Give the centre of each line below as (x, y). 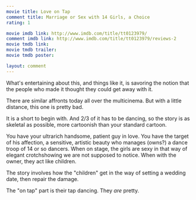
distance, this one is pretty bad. (45, 107)
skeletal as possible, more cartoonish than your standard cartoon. (87, 124)
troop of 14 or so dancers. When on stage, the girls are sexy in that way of (97, 149)
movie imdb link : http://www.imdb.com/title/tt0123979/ (77, 33)
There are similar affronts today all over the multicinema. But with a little (94, 101)
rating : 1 (18, 22)
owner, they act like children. (41, 161)
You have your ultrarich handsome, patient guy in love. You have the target (97, 136)
